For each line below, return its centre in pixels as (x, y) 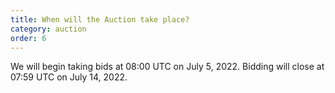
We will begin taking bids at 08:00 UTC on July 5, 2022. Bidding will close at (167, 67)
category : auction (48, 29)
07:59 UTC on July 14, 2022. (69, 77)
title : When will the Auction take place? (100, 19)
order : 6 (28, 38)
